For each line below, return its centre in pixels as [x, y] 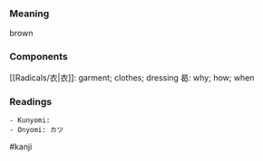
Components [39, 57]
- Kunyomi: [30, 120]
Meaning [29, 14]
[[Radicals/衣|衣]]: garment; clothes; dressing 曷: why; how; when [132, 77]
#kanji [21, 147]
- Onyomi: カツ [37, 129]
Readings [31, 101]
